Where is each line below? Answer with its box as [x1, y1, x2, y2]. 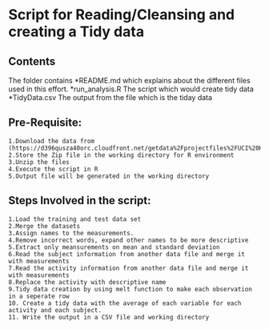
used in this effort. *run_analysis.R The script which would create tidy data [8, 84, 255, 94]
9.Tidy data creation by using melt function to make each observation [8, 285, 252, 293]
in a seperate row [8, 292, 70, 300]
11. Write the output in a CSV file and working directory [8, 313, 210, 321]
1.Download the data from [8, 137, 94, 145]
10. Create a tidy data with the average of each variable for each [8, 299, 242, 307]
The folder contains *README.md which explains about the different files [8, 76, 251, 85]
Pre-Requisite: [8, 116, 82, 130]
